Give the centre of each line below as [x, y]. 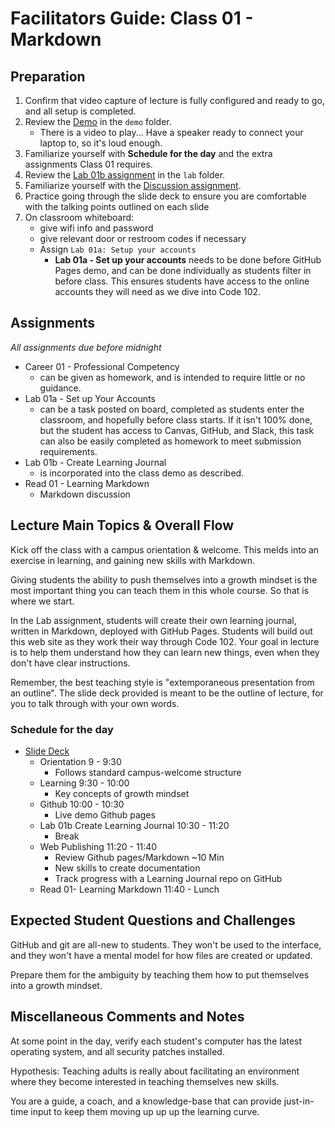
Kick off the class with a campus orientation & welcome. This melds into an [165, 549]
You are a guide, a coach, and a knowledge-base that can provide [146, 1101]
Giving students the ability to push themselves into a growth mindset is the [164, 579]
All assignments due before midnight [86, 347]
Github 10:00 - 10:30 [82, 804]
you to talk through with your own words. [95, 703]
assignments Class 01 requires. [88, 164]
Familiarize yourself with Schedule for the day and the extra [148, 153]
